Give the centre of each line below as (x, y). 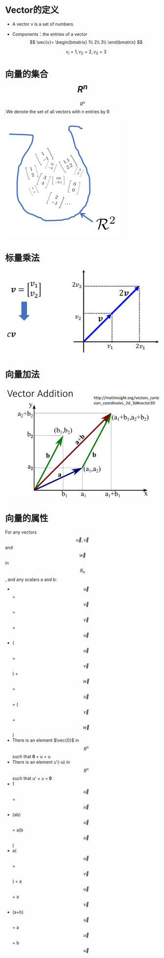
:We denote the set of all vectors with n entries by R (57, 112)
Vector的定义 (32, 10)
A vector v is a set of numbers (43, 24)
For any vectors (21, 532)
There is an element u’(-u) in (41, 762)
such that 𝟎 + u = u (31, 756)
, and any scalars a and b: (31, 580)
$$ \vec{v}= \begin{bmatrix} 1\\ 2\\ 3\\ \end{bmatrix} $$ (86, 42)
